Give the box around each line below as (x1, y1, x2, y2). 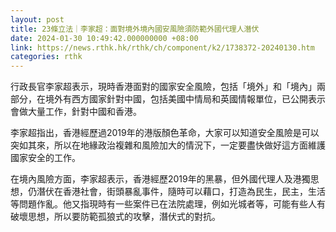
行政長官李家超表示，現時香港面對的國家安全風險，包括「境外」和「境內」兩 (10, 81, 326, 93)
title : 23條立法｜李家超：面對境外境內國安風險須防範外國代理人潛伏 (10, 24, 260, 34)
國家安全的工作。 (10, 152, 81, 164)
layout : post (10, 14, 65, 25)
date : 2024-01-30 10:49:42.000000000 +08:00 (10, 33, 199, 43)
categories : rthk (10, 52, 83, 62)
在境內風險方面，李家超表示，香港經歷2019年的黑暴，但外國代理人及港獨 (10, 173, 311, 185)
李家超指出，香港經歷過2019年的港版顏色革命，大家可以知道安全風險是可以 (10, 127, 320, 139)
